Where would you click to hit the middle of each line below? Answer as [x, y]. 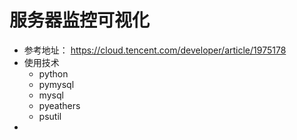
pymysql [56, 84]
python [53, 73]
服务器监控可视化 [80, 20]
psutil [50, 116]
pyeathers [59, 105]
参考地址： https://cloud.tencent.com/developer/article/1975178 [155, 50]
